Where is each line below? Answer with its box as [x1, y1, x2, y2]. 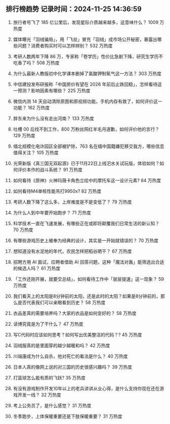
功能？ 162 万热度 [13, 104, 50, 110]
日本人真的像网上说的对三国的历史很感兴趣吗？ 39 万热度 [13, 364, 132, 370]
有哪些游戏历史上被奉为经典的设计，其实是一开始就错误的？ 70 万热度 [13, 237, 159, 243]
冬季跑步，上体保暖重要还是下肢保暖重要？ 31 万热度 [13, 413, 123, 419]
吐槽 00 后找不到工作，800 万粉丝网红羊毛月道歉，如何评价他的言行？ [13, 126, 160, 132]
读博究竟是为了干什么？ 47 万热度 [13, 321, 83, 327]
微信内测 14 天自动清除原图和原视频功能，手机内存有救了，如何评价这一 [13, 98, 162, 104]
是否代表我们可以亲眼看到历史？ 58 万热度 [17, 299, 106, 305]
